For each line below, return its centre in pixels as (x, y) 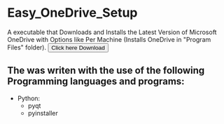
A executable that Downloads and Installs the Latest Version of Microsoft (112, 32)
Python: (29, 98)
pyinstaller (43, 113)
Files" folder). (27, 47)
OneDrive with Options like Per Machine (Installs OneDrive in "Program (109, 39)
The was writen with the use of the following (106, 71)
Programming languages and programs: (96, 82)
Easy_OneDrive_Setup (72, 13)
